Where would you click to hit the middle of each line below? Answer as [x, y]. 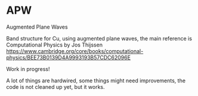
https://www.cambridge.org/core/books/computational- [75, 51]
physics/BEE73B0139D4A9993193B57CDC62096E [69, 57]
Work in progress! [28, 69]
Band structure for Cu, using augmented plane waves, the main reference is [99, 38]
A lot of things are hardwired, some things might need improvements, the [96, 80]
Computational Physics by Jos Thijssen [55, 45]
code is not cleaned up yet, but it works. [56, 86]
